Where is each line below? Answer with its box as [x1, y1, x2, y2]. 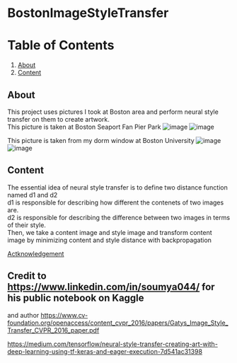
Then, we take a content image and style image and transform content [7, 228, 212, 236]
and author [7, 311, 40, 319]
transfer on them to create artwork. [7, 115, 110, 123]
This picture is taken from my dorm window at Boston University [7, 136, 195, 144]
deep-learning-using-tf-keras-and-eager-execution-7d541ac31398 [7, 347, 203, 355]
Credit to [7, 270, 47, 282]
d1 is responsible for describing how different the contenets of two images [7, 198, 224, 207]
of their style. [7, 221, 46, 229]
